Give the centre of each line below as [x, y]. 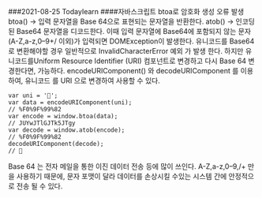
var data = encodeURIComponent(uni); [70, 103]
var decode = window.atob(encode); [67, 130]
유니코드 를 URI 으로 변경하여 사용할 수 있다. [92, 80]
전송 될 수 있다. [39, 186]
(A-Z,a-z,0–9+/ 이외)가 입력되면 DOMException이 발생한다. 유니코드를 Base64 [131, 41]
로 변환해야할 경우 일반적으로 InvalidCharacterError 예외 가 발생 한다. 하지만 [126, 51]
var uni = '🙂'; [33, 95]
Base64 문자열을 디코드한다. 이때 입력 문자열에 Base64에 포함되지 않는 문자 [133, 31]
